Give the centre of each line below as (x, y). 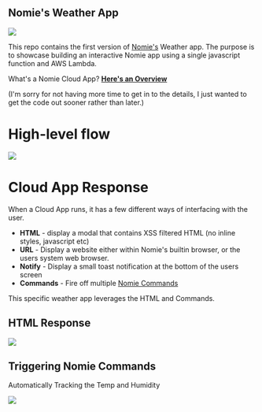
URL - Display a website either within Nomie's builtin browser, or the (130, 249)
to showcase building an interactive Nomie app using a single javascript (124, 55)
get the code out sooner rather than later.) (76, 102)
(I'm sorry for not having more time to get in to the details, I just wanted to (128, 94)
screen (31, 274)
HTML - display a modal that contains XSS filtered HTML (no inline (127, 232)
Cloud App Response (79, 187)
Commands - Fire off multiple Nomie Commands (99, 283)
